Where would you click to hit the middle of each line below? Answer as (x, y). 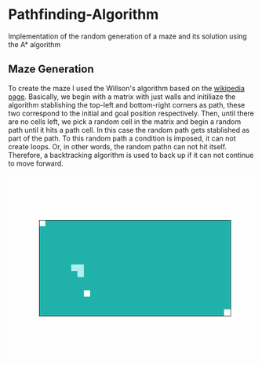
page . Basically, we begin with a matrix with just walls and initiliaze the (122, 97)
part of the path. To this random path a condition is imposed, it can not (122, 138)
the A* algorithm (35, 44)
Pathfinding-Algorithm (84, 15)
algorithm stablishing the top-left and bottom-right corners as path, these (127, 104)
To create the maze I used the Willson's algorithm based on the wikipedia (127, 88)
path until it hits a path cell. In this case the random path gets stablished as (129, 130)
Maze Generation (51, 70)
